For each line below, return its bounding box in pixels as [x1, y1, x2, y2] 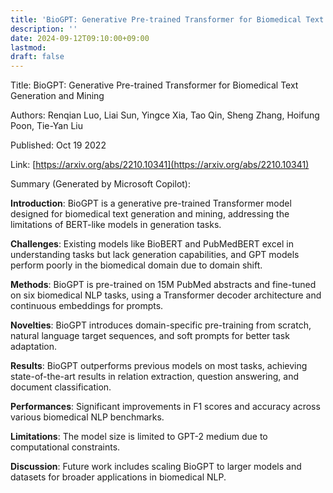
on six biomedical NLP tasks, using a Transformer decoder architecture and [10, 289, 322, 301]
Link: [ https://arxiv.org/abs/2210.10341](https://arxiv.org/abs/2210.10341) [10, 159, 310, 171]
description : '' [10, 24, 78, 34]
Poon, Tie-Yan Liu [10, 120, 83, 132]
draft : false [10, 52, 65, 62]
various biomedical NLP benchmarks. [10, 411, 165, 423]
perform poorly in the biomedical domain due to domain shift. [10, 259, 263, 271]
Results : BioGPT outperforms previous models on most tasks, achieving [10, 360, 308, 372]
